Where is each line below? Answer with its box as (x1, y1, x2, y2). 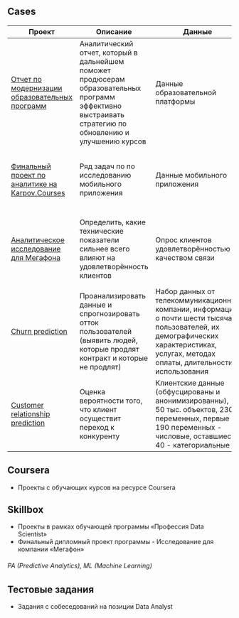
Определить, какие (79, 217, 146, 227)
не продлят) (79, 362, 122, 372)
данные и (79, 300, 112, 310)
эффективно (79, 101, 122, 111)
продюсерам (79, 74, 125, 84)
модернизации (11, 83, 63, 93)
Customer (11, 400, 44, 410)
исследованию (79, 170, 132, 180)
